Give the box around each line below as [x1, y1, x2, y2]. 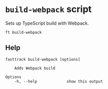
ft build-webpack [5, 30, 42, 35]
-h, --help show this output [14, 79, 103, 84]
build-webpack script [5, 4, 92, 15]
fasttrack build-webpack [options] [5, 57, 81, 62]
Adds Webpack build [14, 65, 56, 71]
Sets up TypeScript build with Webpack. [5, 20, 89, 26]
